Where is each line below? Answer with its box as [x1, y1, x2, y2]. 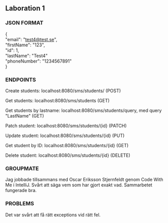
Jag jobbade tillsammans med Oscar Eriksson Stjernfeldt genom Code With [5, 177, 164, 183]
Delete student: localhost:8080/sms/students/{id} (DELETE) [5, 152, 131, 158]
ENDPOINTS [5, 76, 37, 83]
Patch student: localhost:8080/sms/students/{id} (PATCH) [5, 122, 127, 129]
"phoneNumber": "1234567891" [5, 58, 72, 64]
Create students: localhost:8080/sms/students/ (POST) [5, 88, 121, 94]
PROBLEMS [5, 200, 34, 207]
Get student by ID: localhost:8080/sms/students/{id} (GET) [5, 142, 129, 148]
